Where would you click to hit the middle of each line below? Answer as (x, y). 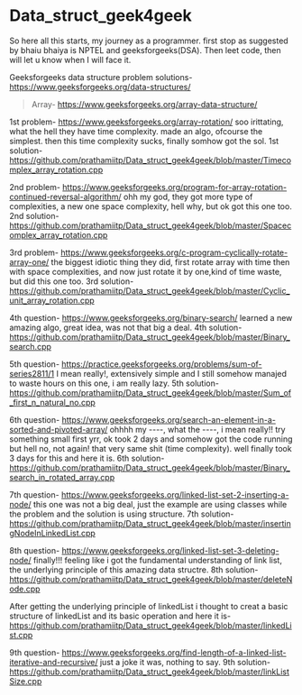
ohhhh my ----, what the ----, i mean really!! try (197, 429)
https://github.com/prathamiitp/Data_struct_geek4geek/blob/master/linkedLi (151, 625)
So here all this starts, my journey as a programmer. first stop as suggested (149, 41)
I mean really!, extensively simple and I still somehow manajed (171, 373)
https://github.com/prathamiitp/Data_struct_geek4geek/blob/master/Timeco (150, 160)
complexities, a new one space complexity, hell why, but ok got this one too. (151, 206)
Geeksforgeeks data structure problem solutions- (101, 77)
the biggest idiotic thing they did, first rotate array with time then (170, 261)
